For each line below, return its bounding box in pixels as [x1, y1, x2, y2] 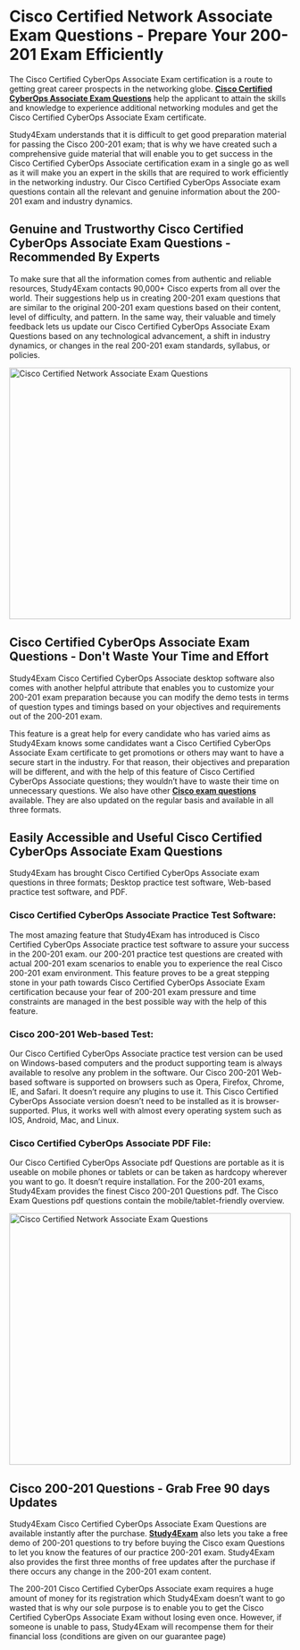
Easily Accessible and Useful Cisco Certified [9, 829, 262, 845]
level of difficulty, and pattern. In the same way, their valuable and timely [9, 311, 277, 322]
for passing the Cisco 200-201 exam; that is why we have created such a [9, 139, 278, 149]
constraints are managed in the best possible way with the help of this [9, 996, 268, 1007]
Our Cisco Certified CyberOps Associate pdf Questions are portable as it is [9, 1157, 285, 1169]
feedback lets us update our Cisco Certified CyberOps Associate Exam [9, 320, 271, 332]
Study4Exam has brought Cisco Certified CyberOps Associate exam [9, 868, 261, 879]
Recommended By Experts [9, 250, 161, 265]
